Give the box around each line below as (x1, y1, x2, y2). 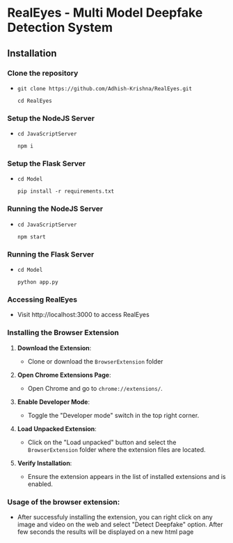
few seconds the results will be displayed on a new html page (17, 527, 194, 536)
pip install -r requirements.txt (17, 188, 115, 195)
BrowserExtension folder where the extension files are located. (27, 445, 207, 453)
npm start (17, 233, 47, 241)
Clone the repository (7, 68, 79, 78)
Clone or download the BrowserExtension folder (27, 357, 163, 366)
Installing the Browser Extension (7, 328, 120, 338)
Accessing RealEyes (7, 294, 78, 304)
